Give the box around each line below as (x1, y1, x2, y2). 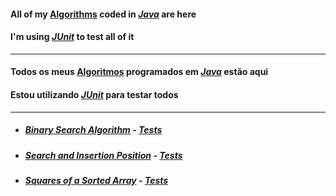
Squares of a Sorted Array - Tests (24, 174, 169, 186)
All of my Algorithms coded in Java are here (10, 8, 197, 20)
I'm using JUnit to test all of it (10, 31, 135, 43)
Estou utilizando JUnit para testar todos (10, 88, 179, 100)
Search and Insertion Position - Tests (24, 149, 183, 161)
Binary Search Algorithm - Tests (24, 124, 163, 136)
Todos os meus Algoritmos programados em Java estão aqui (10, 66, 269, 78)
